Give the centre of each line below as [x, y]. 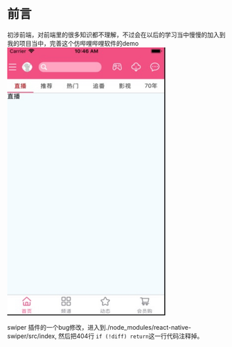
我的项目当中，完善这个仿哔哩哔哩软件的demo [73, 43]
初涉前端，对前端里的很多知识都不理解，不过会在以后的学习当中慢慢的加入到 [116, 35]
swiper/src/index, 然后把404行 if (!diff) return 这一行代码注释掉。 [105, 336]
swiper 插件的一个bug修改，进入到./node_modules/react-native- [99, 327]
